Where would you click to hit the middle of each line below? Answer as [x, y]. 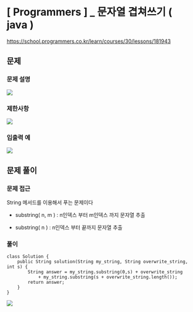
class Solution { [28, 257]
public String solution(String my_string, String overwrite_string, [103, 262]
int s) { [17, 267]
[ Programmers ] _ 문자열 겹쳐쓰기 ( [89, 12]
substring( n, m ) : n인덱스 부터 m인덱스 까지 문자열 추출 [80, 214]
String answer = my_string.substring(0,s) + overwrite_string [105, 272]
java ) [20, 25]
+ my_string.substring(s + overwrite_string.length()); [108, 277]
